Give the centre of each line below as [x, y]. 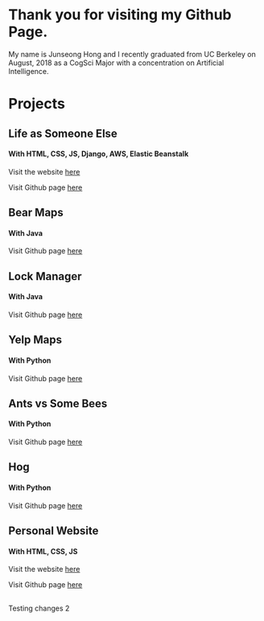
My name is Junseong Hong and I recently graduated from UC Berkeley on [132, 54]
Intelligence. [29, 71]
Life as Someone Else [63, 133]
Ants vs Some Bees [58, 403]
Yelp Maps [35, 340]
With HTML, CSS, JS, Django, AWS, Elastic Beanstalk [99, 154]
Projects [37, 104]
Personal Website [54, 531]
